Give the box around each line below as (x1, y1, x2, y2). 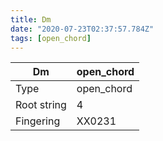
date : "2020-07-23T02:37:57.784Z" (10, 24, 155, 34)
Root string (15, 98, 67, 112)
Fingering (15, 114, 61, 128)
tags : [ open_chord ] (10, 33, 92, 43)
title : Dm (10, 14, 52, 25)
